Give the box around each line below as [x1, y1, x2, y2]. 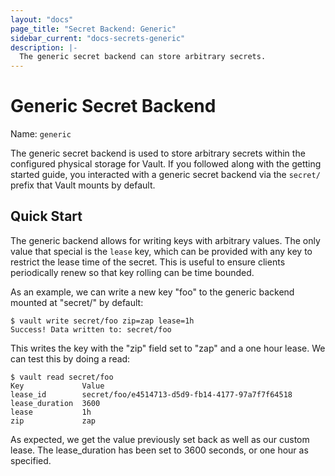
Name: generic [10, 128, 72, 140]
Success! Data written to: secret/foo [10, 324, 172, 335]
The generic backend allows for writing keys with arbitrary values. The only [10, 234, 321, 246]
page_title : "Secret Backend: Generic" [10, 24, 177, 34]
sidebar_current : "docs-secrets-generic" [10, 33, 186, 43]
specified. [10, 454, 52, 466]
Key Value [10, 381, 105, 391]
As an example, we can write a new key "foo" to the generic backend [10, 286, 295, 298]
